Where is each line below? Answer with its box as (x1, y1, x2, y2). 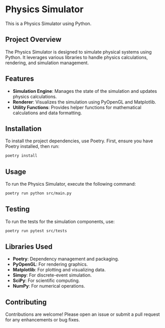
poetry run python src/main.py (5, 191, 72, 196)
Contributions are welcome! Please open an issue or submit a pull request (5, 311, 160, 317)
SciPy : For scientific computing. (12, 277, 80, 284)
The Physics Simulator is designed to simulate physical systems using (5, 48, 152, 55)
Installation (5, 124, 42, 133)
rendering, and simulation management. (5, 60, 89, 66)
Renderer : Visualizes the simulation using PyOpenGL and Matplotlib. (12, 98, 156, 105)
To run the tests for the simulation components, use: (5, 218, 115, 224)
